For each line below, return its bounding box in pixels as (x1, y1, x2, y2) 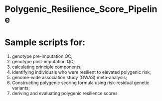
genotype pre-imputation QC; (11, 53, 73, 59)
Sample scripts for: (4, 37, 86, 48)
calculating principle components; (11, 64, 82, 70)
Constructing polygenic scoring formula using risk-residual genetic (11, 80, 150, 86)
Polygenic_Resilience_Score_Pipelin (4, 3, 158, 15)
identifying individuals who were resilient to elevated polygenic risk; (11, 69, 152, 75)
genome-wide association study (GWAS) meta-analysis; (11, 75, 128, 81)
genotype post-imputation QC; (11, 59, 75, 65)
